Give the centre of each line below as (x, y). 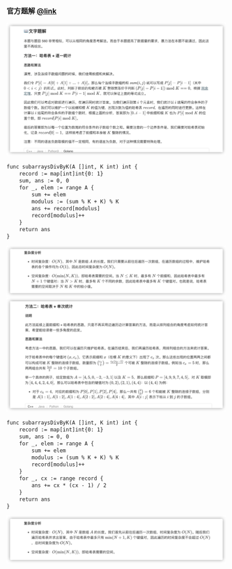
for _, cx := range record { (61, 478)
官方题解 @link (32, 10)
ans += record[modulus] (66, 208)
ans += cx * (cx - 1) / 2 (69, 485)
